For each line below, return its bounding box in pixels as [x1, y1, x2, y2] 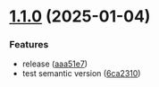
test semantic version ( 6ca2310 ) [21, 68, 141, 79]
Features [9, 39, 49, 51]
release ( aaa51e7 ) [21, 58, 88, 69]
